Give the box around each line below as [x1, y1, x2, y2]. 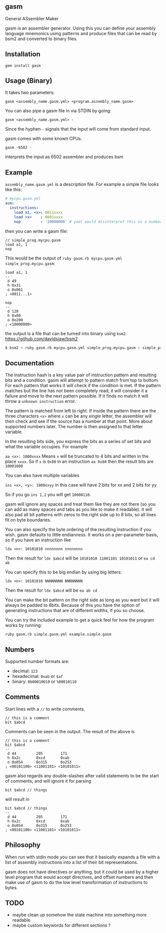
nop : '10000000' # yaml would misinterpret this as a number [14, 219, 163, 224]
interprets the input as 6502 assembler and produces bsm [5, 154, 124, 160]
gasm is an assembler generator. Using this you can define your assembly [5, 25, 156, 31]
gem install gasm [5, 63, 41, 68]
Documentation [5, 359, 54, 367]
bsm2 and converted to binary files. [5, 36, 78, 42]
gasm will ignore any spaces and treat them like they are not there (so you [5, 501, 156, 507]
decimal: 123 [12, 668, 38, 674]
